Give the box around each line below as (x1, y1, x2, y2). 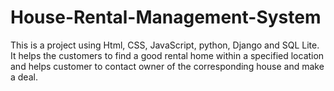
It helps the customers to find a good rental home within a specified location (10, 49, 325, 61)
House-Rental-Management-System (10, 6, 322, 29)
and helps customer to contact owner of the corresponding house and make (10, 60, 325, 72)
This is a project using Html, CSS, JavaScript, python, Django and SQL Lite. (10, 39, 320, 51)
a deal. (10, 71, 38, 83)
